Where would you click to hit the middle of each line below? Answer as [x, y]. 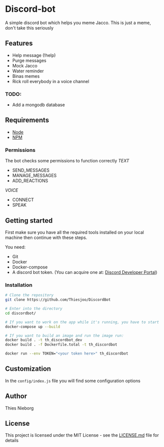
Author [16, 396]
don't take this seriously [29, 28]
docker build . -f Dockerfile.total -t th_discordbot [61, 345]
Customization [28, 369]
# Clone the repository [29, 295]
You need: [15, 247]
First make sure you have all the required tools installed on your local [74, 232]
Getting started [29, 221]
